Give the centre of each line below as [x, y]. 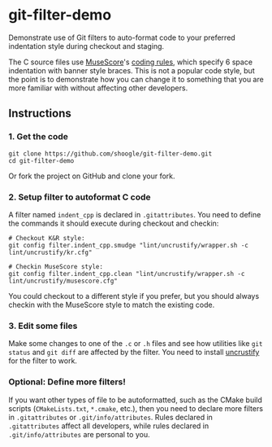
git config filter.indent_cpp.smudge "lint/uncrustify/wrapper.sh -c [129, 245]
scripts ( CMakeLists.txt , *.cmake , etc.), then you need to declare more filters [136, 408]
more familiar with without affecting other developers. [98, 88]
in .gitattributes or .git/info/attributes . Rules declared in [111, 417]
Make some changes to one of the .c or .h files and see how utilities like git [136, 344]
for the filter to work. [43, 361]
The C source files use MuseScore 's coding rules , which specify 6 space [131, 62]
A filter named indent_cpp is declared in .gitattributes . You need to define [135, 214]
